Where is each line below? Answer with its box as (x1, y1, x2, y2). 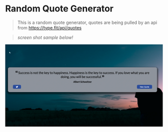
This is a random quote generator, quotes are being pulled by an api (17, 19, 157, 25)
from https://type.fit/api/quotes (17, 24, 81, 30)
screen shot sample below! (17, 34, 73, 40)
